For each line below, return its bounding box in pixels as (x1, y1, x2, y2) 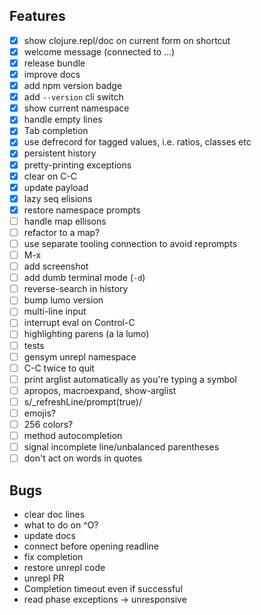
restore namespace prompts (23, 204, 141, 216)
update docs (23, 530, 76, 541)
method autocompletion (23, 430, 123, 441)
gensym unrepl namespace (23, 350, 137, 363)
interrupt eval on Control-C (23, 317, 136, 329)
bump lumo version (23, 294, 104, 306)
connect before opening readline (23, 540, 160, 552)
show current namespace (23, 102, 130, 114)
